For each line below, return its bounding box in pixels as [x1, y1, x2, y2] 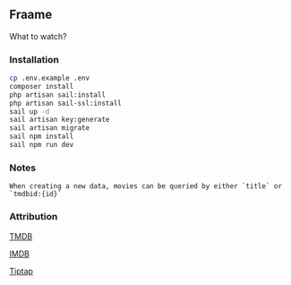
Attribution [9, 211, 58, 223]
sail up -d [9, 107, 50, 116]
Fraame [9, 7, 53, 22]
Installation [9, 53, 60, 65]
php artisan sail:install [9, 90, 106, 99]
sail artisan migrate [9, 124, 90, 133]
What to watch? [9, 30, 67, 41]
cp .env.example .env [9, 73, 90, 83]
